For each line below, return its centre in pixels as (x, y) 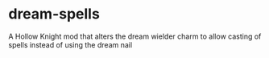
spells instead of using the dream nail (70, 44)
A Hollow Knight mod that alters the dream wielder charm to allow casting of (135, 36)
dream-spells (54, 14)
